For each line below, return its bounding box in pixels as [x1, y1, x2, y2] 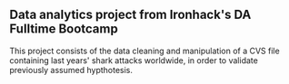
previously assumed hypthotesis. [9, 64, 134, 75]
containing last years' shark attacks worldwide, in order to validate [9, 54, 259, 66]
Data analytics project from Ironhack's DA [9, 7, 252, 23]
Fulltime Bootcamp [9, 22, 118, 37]
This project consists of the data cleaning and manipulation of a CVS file [9, 45, 280, 56]
